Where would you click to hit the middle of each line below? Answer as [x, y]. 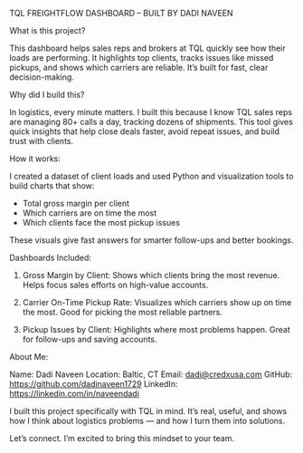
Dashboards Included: [51, 258]
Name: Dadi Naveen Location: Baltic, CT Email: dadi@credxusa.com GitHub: [151, 374]
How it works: [35, 159]
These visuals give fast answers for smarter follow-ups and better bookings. [151, 240]
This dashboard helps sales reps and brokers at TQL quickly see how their [148, 48]
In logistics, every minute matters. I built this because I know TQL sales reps [151, 112]
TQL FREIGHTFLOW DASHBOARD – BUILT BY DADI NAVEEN [121, 13]
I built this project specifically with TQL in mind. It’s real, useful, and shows [148, 411]
